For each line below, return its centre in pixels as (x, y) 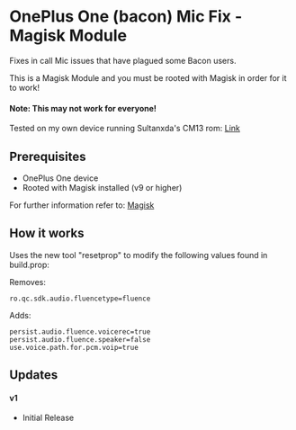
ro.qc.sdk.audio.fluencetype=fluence (80, 299)
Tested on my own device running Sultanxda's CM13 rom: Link (125, 129)
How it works (47, 233)
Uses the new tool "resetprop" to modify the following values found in (139, 255)
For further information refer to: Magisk (82, 205)
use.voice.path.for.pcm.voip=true (74, 347)
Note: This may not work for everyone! (83, 108)
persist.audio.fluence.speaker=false (80, 339)
